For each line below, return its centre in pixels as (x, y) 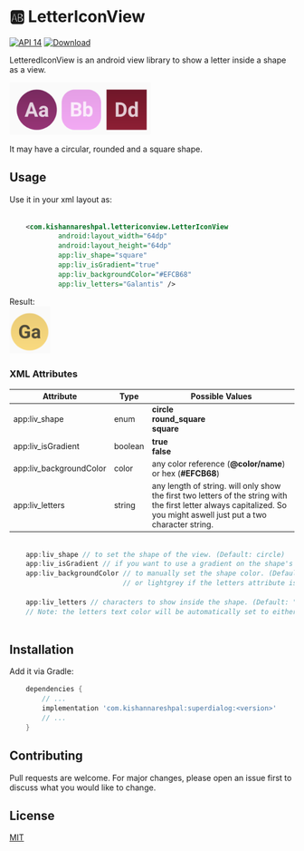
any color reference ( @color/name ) (219, 464)
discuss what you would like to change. (83, 787)
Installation (42, 649)
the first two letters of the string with (220, 495)
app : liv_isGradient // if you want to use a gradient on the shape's (160, 564)
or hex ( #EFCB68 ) (186, 473)
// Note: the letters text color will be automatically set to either (161, 611)
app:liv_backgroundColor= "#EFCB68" (125, 274)
